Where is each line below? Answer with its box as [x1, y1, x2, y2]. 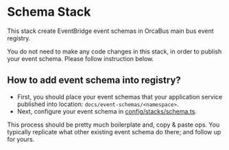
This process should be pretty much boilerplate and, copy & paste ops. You [7, 121, 220, 129]
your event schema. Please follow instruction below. [7, 54, 154, 62]
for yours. [7, 135, 35, 143]
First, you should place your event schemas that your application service [16, 92, 223, 101]
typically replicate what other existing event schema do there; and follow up [7, 127, 221, 136]
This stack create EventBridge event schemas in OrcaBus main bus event [7, 27, 214, 35]
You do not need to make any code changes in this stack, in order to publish [7, 47, 222, 55]
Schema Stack [7, 4, 91, 20]
